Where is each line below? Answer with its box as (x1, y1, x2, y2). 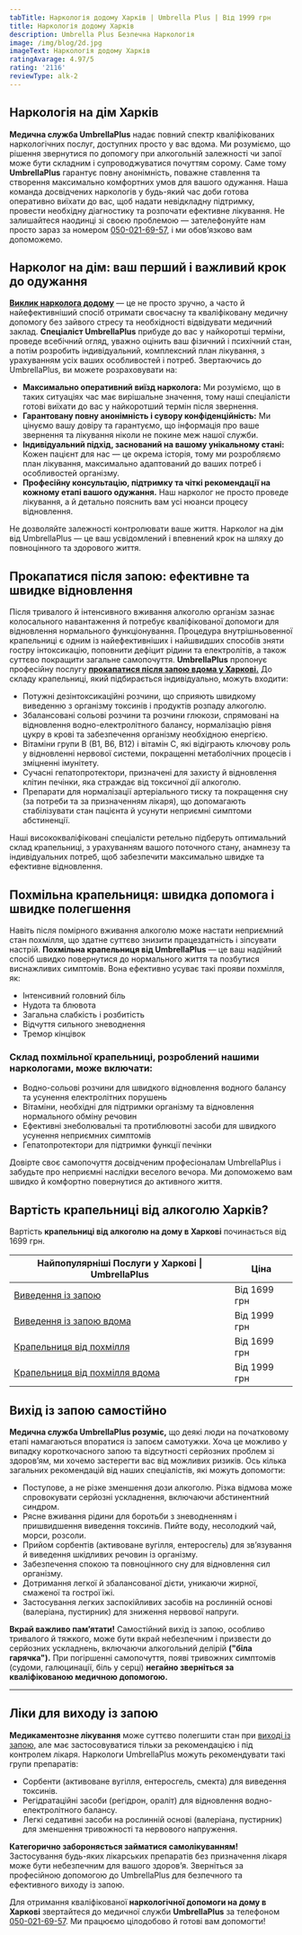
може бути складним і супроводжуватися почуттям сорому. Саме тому (9, 157, 287, 168)
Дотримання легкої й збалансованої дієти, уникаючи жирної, (22, 1577, 259, 1588)
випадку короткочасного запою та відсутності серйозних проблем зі (9, 1445, 275, 1456)
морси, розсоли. (22, 1530, 87, 1540)
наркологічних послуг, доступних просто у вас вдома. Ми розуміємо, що (9, 138, 291, 149)
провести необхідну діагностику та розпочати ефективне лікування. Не (9, 205, 285, 216)
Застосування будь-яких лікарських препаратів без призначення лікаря (9, 1851, 288, 1861)
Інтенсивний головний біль (22, 990, 126, 1000)
